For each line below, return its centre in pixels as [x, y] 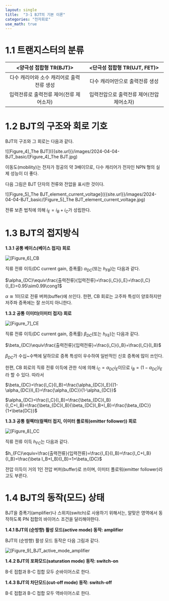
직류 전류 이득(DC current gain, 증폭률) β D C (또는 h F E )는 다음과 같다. [72, 334]
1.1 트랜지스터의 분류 [45, 50]
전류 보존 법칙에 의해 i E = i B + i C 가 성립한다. [48, 211]
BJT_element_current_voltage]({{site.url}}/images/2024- [98, 194]
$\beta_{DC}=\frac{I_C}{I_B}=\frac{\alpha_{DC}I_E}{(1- [62, 385]
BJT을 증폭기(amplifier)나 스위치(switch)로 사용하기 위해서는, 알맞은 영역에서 [81, 513]
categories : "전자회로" [28, 19]
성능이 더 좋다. [25, 173]
